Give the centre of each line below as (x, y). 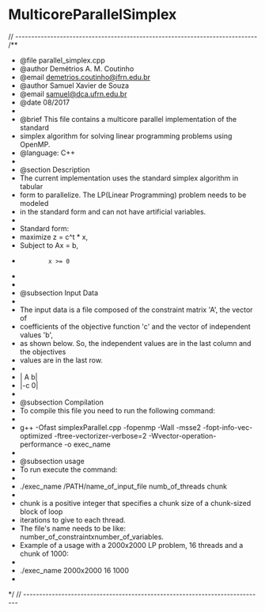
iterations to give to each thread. (73, 519)
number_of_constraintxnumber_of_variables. (92, 537)
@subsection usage (52, 461)
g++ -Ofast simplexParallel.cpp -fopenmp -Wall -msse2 (110, 427)
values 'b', (36, 335)
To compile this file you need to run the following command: (117, 410)
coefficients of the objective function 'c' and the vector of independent (135, 326)
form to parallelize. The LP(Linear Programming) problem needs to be (133, 195)
